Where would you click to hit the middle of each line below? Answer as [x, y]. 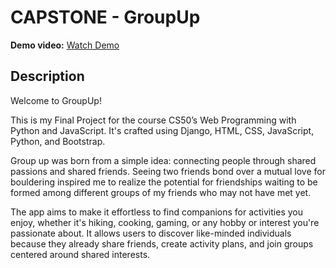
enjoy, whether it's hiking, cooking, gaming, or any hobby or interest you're [165, 222]
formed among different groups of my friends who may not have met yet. [161, 192]
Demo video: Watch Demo [65, 45]
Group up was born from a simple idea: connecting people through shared [163, 160]
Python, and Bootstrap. [58, 141]
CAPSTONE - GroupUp [105, 17]
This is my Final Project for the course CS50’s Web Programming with [153, 120]
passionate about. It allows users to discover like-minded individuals [151, 233]
